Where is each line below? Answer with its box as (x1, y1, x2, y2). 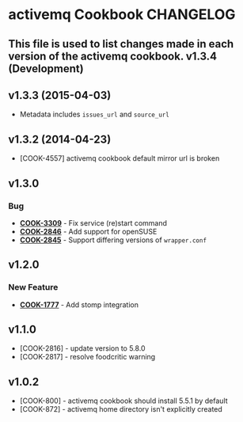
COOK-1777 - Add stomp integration (19, 299, 139, 310)
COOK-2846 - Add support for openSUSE (19, 226, 158, 236)
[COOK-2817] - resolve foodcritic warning (19, 352, 156, 362)
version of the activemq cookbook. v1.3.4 (8, 49, 218, 63)
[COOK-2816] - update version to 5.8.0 (19, 344, 146, 353)
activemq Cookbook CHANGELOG (8, 6, 236, 24)
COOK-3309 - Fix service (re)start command (19, 218, 168, 227)
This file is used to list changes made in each (8, 37, 234, 51)
